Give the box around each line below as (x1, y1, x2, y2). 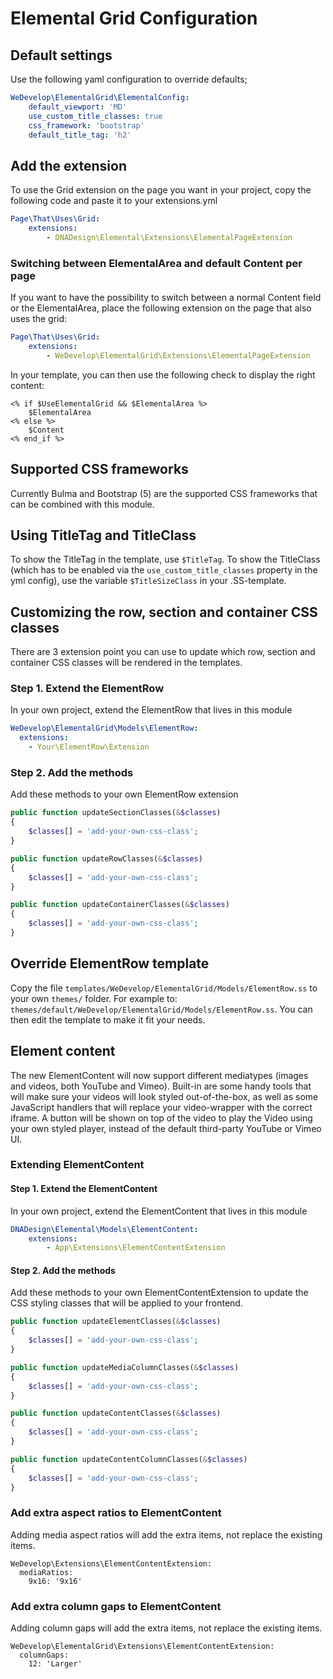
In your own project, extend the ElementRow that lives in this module (10, 704, 293, 716)
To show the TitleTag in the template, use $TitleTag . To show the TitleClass (10, 553, 321, 566)
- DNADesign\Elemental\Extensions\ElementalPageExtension (46, 232, 293, 242)
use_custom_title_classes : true (28, 111, 163, 121)
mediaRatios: (19, 1567, 74, 1577)
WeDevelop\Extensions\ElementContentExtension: (10, 1558, 213, 1569)
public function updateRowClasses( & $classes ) (10, 853, 203, 864)
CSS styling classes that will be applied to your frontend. (10, 1297, 243, 1309)
